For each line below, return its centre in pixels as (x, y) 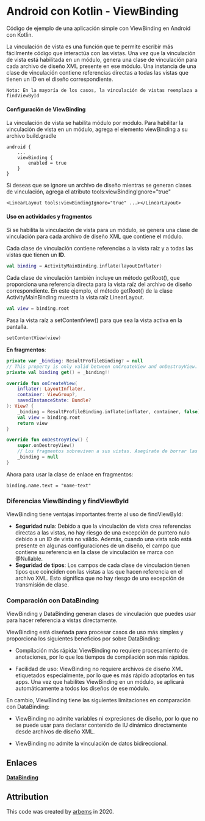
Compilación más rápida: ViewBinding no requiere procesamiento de (101, 651)
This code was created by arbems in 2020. (60, 812)
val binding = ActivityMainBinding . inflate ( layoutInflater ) (85, 266)
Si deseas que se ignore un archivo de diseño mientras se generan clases (99, 186)
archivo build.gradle (31, 136)
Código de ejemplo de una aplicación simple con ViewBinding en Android (99, 28)
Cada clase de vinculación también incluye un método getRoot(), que (93, 278)
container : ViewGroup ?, (48, 395)
